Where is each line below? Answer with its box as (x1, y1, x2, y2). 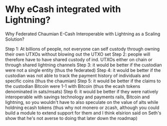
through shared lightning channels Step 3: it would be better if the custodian (5, 62, 162, 68)
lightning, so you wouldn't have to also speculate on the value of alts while (5, 99, 158, 105)
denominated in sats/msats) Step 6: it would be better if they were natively (5, 88, 158, 94)
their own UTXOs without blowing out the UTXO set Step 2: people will (5, 51, 150, 57)
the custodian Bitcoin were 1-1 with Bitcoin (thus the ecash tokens (5, 83, 140, 89)
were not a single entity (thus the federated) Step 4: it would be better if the (5, 67, 161, 73)
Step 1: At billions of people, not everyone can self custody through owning (5, 46, 160, 52)
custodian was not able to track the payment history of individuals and (5, 72, 150, 78)
